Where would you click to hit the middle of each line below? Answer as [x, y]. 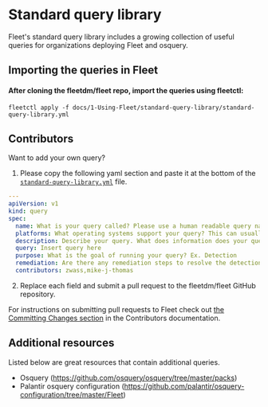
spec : [17, 218]
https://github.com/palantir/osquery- [184, 386]
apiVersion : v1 [33, 204]
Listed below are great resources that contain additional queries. [114, 362]
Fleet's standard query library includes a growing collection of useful [122, 37]
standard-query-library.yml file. [73, 182]
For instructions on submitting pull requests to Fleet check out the [116, 309]
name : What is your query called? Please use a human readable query [133, 226]
